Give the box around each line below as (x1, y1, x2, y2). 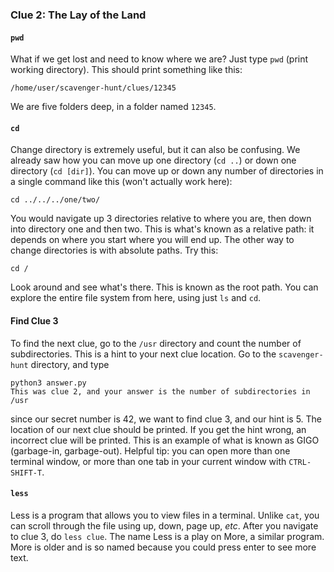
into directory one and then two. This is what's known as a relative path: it (10, 223, 315, 235)
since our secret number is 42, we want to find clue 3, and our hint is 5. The (10, 413, 323, 425)
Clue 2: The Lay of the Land (10, 8, 147, 22)
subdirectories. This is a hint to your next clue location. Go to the (10, 348, 277, 360)
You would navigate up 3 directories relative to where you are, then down (10, 213, 312, 225)
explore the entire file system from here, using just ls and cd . (10, 292, 262, 304)
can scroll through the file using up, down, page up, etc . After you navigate (10, 519, 319, 532)
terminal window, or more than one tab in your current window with (10, 455, 287, 467)
